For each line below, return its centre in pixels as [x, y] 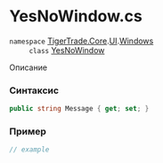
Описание [28, 67]
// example [29, 150]
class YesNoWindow [67, 50]
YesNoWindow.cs [76, 16]
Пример [28, 132]
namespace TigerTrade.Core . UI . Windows [81, 41]
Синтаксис [34, 90]
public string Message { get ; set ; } [79, 109]
